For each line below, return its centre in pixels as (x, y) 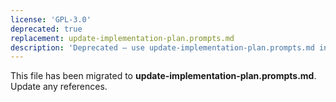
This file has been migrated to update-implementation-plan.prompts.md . (163, 76)
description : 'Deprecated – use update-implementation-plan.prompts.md (162, 47)
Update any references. (59, 87)
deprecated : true (46, 29)
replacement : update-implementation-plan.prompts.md (122, 38)
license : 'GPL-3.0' (51, 19)
